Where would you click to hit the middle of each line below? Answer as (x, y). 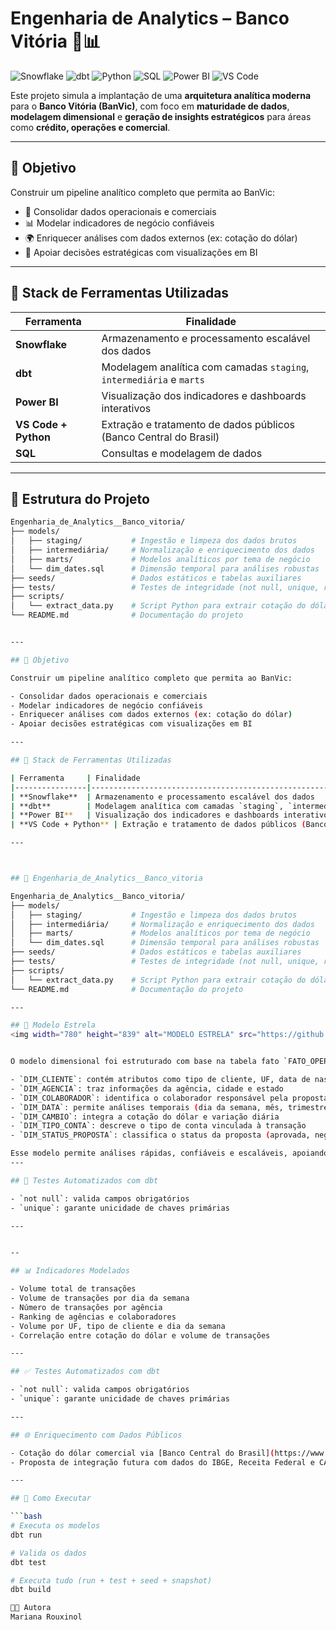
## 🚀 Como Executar (51, 1498)
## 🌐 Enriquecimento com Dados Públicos (96, 1435)
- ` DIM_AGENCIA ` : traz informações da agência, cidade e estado (147, 1088)
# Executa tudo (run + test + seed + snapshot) (111, 1580)
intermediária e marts (153, 379)
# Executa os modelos (55, 1526)
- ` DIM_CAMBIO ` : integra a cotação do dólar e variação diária (145, 1117)
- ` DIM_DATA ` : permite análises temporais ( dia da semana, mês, (147, 1107)
